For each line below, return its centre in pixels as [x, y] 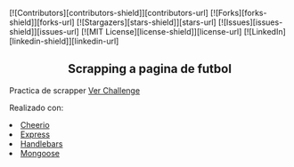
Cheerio [36, 124]
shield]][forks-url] [42, 22]
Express [36, 134]
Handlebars [42, 143]
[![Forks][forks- [239, 13]
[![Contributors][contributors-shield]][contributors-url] [109, 13]
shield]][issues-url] [45, 32]
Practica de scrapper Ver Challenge [75, 90]
